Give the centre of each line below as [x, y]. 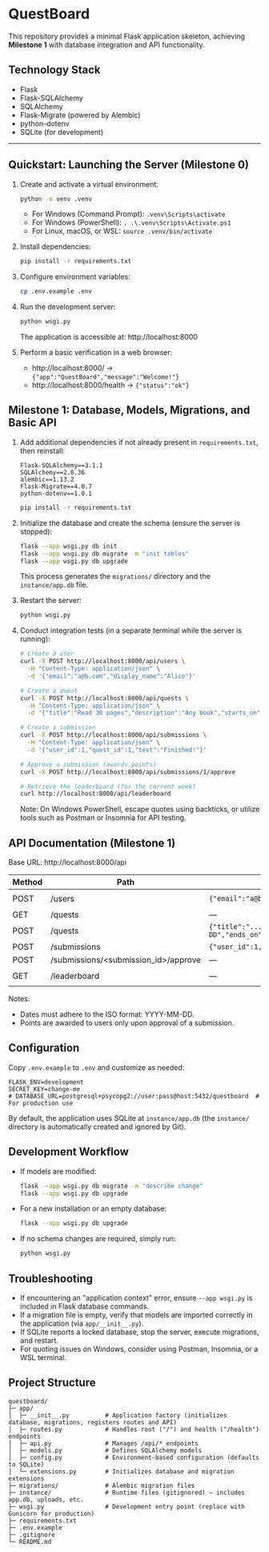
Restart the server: [50, 601]
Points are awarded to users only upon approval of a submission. [127, 1023]
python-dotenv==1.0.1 [56, 493]
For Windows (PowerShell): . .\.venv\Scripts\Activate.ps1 [131, 222]
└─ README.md [30, 1542]
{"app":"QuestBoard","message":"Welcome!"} [106, 377]
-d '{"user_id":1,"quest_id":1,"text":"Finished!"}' [117, 750]
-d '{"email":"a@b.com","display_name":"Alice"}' [112, 676]
